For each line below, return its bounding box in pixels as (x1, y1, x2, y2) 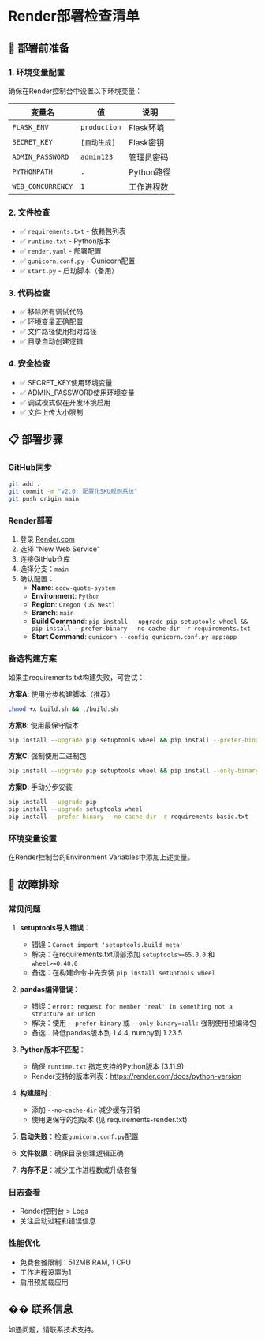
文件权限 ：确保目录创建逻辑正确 (19, 1148, 124, 1158)
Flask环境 (129, 122, 165, 133)
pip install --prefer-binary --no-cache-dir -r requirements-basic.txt (8, 813, 248, 821)
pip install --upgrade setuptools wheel (8, 806, 144, 813)
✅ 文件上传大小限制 (19, 408, 84, 417)
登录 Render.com (19, 535, 75, 544)
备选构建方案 (8, 653, 58, 664)
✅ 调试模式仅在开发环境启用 (19, 397, 111, 407)
